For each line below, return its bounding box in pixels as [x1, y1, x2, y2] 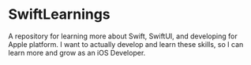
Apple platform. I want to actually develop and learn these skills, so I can [8, 39, 244, 49]
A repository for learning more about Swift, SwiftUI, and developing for [8, 31, 238, 41]
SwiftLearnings [8, 5, 111, 23]
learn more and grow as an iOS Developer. [8, 48, 146, 57]
